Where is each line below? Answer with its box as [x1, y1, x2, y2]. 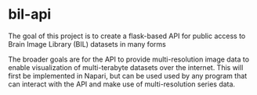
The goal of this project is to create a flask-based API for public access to [8, 31, 246, 40]
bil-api [8, 5, 52, 23]
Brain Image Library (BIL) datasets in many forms [8, 39, 166, 48]
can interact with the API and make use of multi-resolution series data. [8, 79, 236, 89]
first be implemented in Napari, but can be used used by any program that [8, 71, 248, 80]
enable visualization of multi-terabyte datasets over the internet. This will [8, 62, 244, 72]
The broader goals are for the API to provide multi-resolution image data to [8, 55, 249, 64]
